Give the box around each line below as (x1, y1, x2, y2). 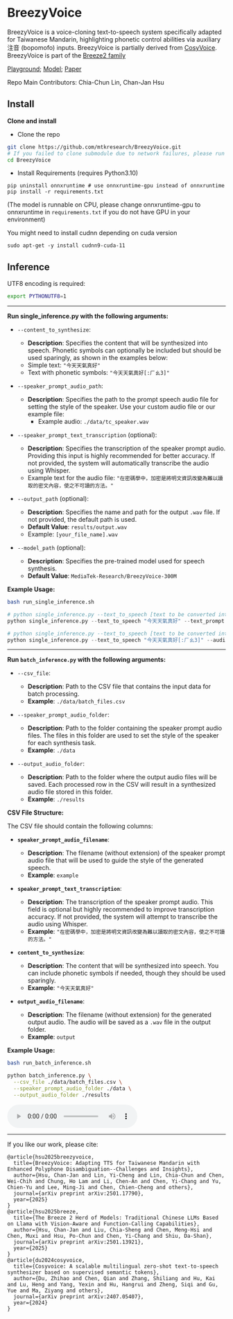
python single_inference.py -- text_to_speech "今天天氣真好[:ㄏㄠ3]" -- (7, 636, 214, 643)
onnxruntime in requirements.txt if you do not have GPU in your (7, 208, 191, 216)
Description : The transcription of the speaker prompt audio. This (27, 898, 214, 906)
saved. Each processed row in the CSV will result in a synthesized (27, 781, 216, 789)
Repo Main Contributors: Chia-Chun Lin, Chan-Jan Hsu (7, 78, 164, 86)
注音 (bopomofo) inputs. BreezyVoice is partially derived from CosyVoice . (7, 43, 217, 51)
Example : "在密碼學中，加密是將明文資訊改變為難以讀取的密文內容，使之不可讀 (27, 928, 225, 936)
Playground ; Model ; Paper (7, 65, 82, 73)
